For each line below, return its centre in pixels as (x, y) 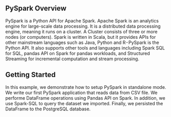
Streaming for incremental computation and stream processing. (72, 59)
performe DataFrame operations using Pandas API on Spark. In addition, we (85, 98)
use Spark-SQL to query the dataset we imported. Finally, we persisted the (84, 103)
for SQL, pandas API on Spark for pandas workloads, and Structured (78, 53)
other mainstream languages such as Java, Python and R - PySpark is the (82, 42)
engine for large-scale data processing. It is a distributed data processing (83, 26)
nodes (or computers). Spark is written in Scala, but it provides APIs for (81, 37)
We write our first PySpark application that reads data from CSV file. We (81, 92)
